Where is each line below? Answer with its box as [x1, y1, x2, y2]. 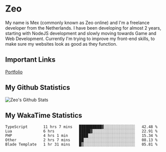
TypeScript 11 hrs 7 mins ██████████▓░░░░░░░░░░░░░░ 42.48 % [5, 124, 157, 129]
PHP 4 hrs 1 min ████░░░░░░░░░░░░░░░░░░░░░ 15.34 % [5, 133, 157, 138]
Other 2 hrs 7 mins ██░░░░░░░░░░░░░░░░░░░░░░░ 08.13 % [5, 137, 157, 143]
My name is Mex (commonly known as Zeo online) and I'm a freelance [5, 20, 150, 26]
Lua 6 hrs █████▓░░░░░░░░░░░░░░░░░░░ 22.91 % [5, 129, 157, 134]
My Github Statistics [5, 83, 70, 92]
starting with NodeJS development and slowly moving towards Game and [5, 30, 156, 36]
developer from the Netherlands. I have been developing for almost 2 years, [5, 25, 161, 31]
